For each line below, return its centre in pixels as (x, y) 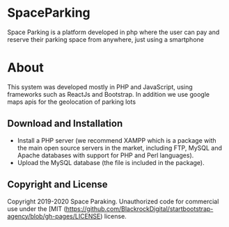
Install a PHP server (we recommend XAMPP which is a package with (117, 140)
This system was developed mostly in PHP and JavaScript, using (100, 87)
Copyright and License (57, 185)
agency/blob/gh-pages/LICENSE (54, 216)
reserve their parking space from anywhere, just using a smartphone (105, 39)
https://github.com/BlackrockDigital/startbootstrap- (140, 209)
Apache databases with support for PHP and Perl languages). (105, 155)
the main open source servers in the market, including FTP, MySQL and (120, 148)
